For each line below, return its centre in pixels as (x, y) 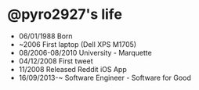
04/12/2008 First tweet (56, 61)
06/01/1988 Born (45, 36)
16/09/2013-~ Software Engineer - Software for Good (105, 77)
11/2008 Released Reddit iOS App (72, 69)
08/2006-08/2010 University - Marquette (85, 52)
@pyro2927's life (65, 14)
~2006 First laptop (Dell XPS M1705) (78, 44)
